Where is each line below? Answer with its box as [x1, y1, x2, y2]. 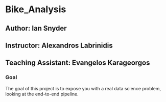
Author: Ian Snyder [5, 24, 67, 33]
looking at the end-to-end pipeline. [5, 91, 79, 97]
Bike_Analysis [5, 4, 66, 15]
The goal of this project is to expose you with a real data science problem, [5, 85, 161, 91]
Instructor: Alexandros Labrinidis [5, 41, 113, 49]
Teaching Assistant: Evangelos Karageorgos [5, 59, 150, 67]
